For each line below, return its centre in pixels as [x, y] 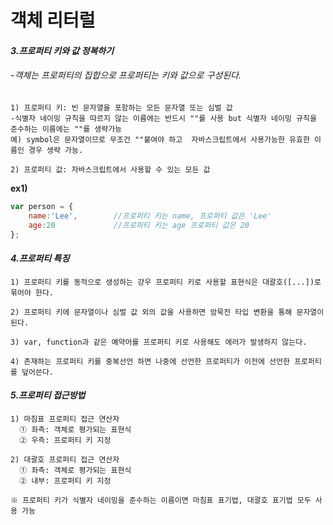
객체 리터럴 [53, 20]
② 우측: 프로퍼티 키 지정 [65, 440]
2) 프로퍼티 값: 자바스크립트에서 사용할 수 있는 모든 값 [110, 169]
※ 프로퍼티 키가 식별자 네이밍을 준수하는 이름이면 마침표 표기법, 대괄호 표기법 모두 [161, 500]
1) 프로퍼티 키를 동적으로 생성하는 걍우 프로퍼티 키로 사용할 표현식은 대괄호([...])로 [166, 282]
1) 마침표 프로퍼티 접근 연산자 [65, 419]
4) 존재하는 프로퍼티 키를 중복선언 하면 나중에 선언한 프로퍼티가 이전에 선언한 [150, 361]
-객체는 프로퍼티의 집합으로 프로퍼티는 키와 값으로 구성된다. [126, 75]
